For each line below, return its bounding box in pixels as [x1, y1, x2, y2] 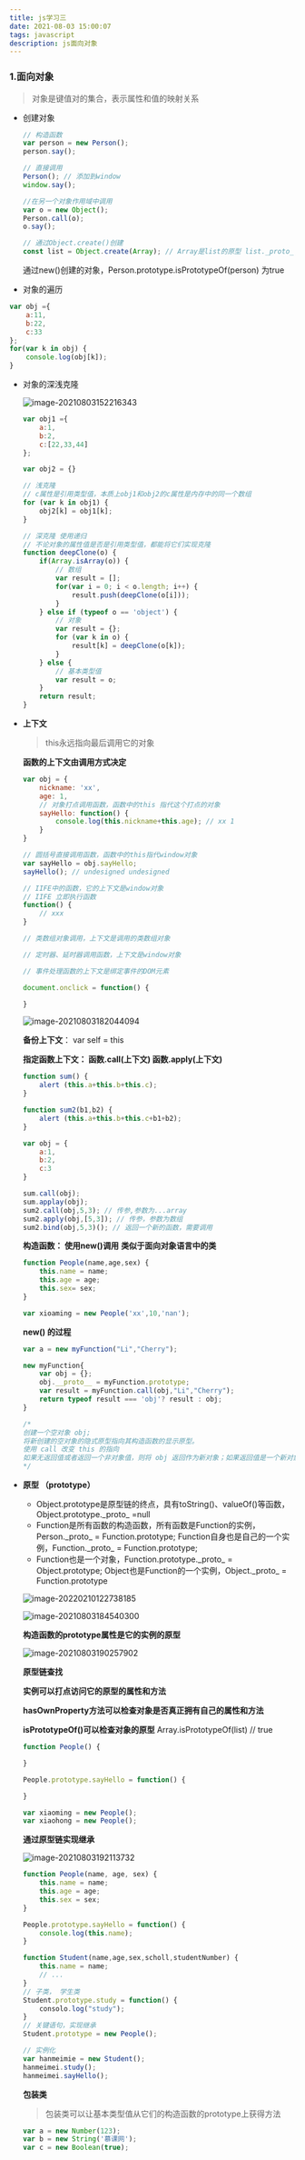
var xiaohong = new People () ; [22, 1816, 138, 1825]
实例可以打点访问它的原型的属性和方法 [22, 1685, 166, 1696]
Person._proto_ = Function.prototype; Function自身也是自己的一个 [35, 1531, 282, 1542]
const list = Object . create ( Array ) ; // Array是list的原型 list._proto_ [22, 247, 294, 256]
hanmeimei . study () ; [22, 2063, 97, 2072]
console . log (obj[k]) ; [25, 353, 107, 362]
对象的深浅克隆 [22, 379, 79, 390]
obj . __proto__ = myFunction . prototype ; [39, 1378, 191, 1387]
